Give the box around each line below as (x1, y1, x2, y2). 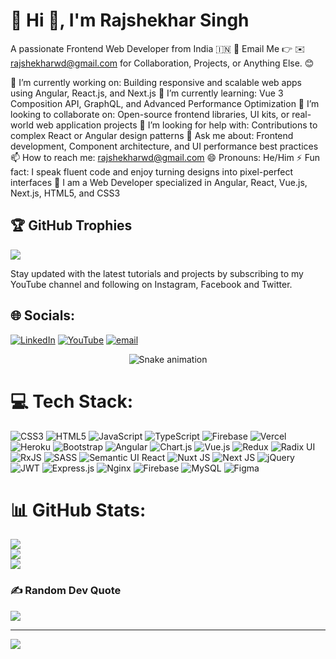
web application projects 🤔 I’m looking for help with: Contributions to (35, 119, 318, 131)
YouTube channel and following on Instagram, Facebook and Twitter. (10, 278, 293, 290)
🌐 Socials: (10, 307, 76, 324)
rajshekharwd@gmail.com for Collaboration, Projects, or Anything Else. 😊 (10, 57, 315, 69)
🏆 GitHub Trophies (10, 217, 133, 234)
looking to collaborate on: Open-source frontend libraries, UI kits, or (10, 108, 290, 120)
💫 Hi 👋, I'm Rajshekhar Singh (10, 9, 250, 32)
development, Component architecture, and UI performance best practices (10, 140, 319, 152)
